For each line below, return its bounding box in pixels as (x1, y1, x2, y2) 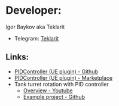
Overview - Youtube (23, 87, 73, 94)
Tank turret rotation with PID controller (14, 80, 109, 88)
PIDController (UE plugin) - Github (14, 68, 98, 75)
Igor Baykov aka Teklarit (5, 23, 65, 30)
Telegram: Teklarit (14, 35, 59, 42)
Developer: (5, 4, 62, 17)
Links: (5, 52, 29, 63)
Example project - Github (23, 93, 85, 100)
